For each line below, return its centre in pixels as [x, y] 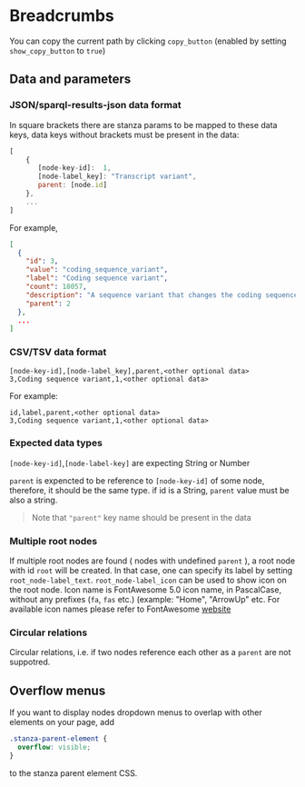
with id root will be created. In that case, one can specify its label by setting [151, 571]
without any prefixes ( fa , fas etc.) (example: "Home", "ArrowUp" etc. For [145, 600]
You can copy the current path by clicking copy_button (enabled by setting [148, 41]
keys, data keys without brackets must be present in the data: [124, 134]
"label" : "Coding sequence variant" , [97, 278]
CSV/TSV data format [58, 353]
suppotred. [30, 662]
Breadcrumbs [62, 16]
